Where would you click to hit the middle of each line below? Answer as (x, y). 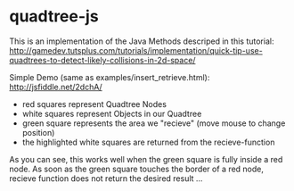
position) (38, 132)
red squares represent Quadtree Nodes (94, 104)
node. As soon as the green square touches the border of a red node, (137, 169)
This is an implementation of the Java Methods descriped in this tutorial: (142, 41)
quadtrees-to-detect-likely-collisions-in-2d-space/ (102, 60)
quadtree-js (54, 17)
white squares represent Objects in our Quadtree (112, 113)
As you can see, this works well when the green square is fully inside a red (146, 159)
